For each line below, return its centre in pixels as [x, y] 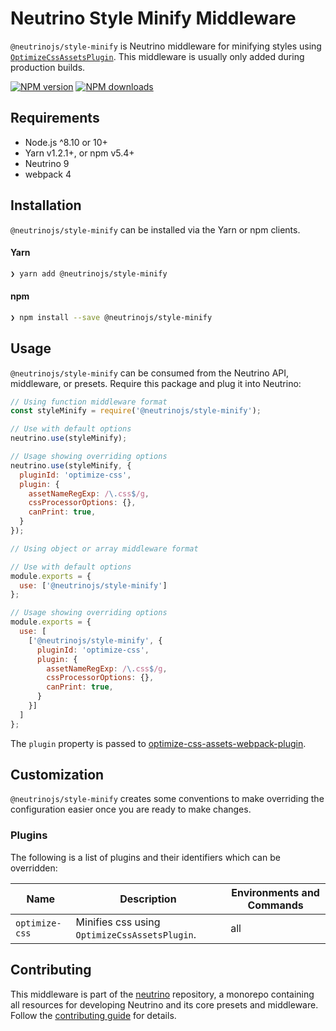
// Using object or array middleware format [104, 548]
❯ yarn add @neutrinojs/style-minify [89, 273]
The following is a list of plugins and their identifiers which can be [145, 857]
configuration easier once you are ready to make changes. [131, 809]
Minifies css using [118, 922]
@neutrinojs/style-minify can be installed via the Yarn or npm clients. [155, 229]
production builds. [48, 67]
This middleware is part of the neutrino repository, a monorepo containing [162, 994]
